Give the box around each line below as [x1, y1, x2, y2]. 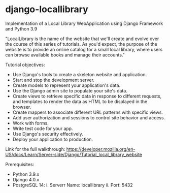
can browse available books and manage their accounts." [5, 52, 125, 58]
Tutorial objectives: [5, 61, 45, 68]
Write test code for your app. [12, 125, 73, 132]
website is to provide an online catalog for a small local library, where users [5, 46, 163, 52]
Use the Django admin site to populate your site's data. [12, 87, 128, 93]
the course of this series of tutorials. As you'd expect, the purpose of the [5, 41, 157, 47]
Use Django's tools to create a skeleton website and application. [12, 71, 147, 77]
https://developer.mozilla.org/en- [66, 146, 135, 152]
